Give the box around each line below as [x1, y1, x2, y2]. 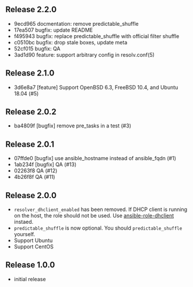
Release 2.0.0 [5, 190, 57, 200]
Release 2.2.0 [5, 5, 57, 15]
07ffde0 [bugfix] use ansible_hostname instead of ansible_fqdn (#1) [13, 155, 176, 162]
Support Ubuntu [13, 237, 53, 244]
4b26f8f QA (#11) [13, 174, 55, 181]
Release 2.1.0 [5, 68, 55, 78]
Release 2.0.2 [5, 107, 57, 117]
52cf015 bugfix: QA [13, 45, 61, 52]
